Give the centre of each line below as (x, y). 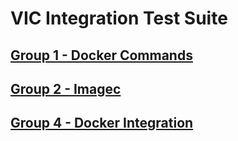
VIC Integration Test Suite (119, 18)
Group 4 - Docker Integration (102, 123)
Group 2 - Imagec (66, 88)
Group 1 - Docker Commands (101, 55)
